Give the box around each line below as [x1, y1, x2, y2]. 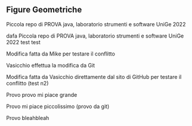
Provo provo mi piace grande [6, 91, 78, 98]
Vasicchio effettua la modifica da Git [6, 62, 95, 69]
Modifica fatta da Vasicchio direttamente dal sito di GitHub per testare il [6, 73, 182, 80]
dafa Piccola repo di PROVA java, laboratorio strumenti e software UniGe [6, 32, 184, 39]
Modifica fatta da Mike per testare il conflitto [6, 50, 115, 57]
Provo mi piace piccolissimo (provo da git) [6, 103, 110, 110]
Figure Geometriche [6, 5, 82, 15]
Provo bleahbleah [6, 114, 49, 121]
